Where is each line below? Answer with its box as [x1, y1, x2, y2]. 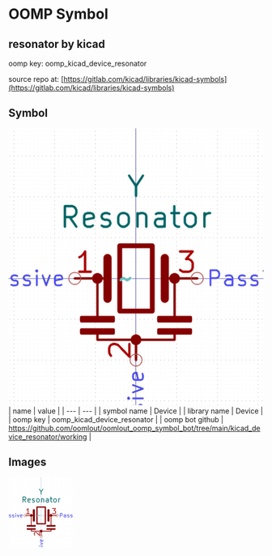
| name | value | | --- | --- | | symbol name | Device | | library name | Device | [8, 406, 263, 416]
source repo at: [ [8, 75, 64, 83]
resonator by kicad [8, 37, 105, 51]
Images [8, 455, 47, 469]
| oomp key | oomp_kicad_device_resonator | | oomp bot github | [8, 414, 224, 424]
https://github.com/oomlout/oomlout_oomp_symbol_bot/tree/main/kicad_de [8, 423, 261, 433]
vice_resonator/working [8, 431, 87, 442]
